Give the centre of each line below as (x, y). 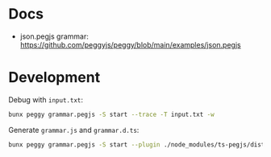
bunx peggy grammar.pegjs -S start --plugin (84, 145)
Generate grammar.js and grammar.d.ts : (74, 130)
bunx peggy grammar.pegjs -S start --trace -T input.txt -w (112, 114)
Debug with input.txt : (46, 99)
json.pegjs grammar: (54, 36)
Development (54, 78)
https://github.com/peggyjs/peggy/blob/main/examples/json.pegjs (130, 44)
